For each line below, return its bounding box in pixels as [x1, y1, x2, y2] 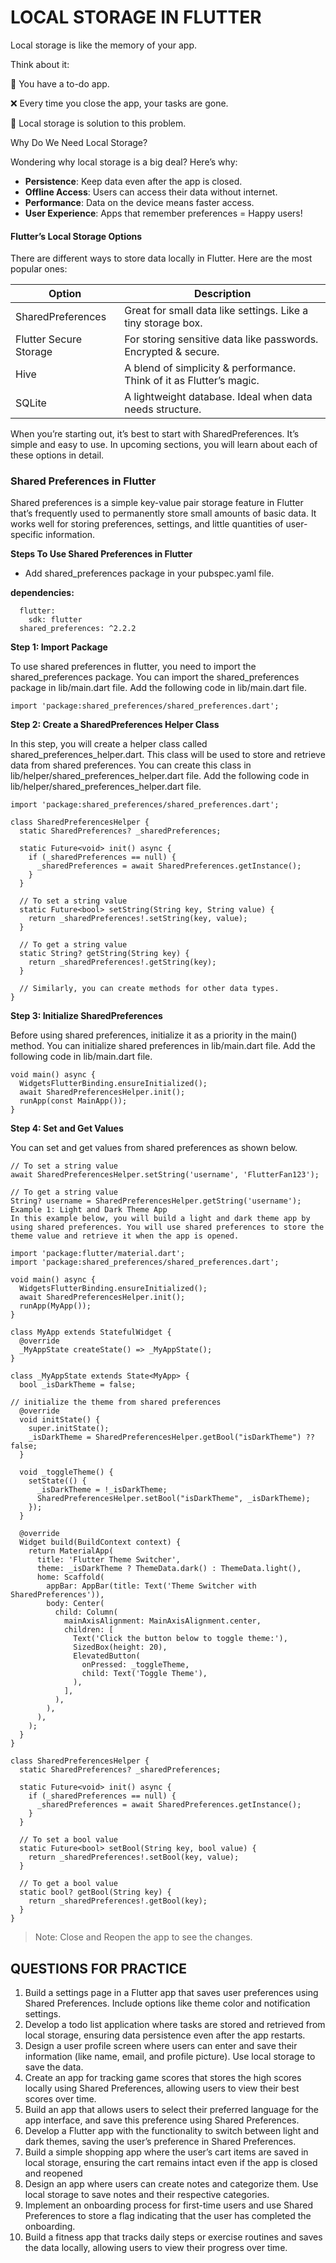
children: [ [63, 1625, 114, 1635]
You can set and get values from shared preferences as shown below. [10, 1142, 298, 1154]
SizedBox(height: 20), [73, 1642, 168, 1653]
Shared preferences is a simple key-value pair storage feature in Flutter [10, 497, 304, 509]
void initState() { [19, 1415, 101, 1425]
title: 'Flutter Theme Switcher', [36, 1555, 182, 1565]
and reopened [24, 2167, 83, 2180]
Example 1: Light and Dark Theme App [10, 1205, 168, 1215]
